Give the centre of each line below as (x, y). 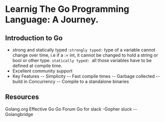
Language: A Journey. (52, 20)
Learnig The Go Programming (67, 9)
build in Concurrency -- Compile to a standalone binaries (71, 81)
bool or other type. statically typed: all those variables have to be (82, 60)
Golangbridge (19, 114)
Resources (22, 97)
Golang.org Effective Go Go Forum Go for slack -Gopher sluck (69, 109)
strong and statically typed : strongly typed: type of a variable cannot (84, 50)
